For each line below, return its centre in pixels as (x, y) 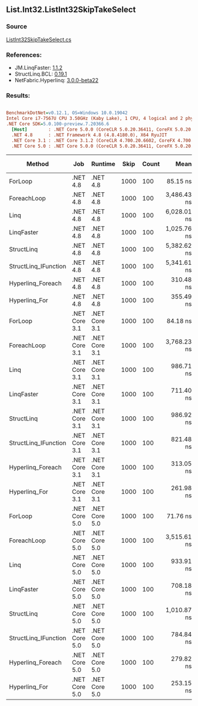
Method (37, 164)
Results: (18, 95)
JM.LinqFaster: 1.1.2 (39, 67)
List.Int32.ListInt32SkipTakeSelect (71, 10)
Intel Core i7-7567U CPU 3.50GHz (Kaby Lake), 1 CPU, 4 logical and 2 (95, 119)
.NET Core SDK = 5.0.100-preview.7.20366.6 (58, 124)
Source (17, 27)
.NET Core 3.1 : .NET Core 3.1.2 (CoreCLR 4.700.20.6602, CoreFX (93, 140)
